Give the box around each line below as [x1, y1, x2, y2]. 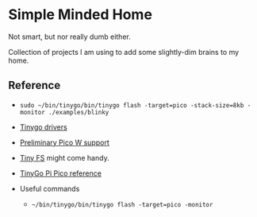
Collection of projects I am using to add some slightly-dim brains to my [8, 47, 240, 56]
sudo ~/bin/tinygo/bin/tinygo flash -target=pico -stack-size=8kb [19, 101, 244, 109]
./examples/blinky [48, 108, 109, 116]
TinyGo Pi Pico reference [19, 169, 102, 178]
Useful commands [19, 184, 80, 193]
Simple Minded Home [8, 6, 153, 24]
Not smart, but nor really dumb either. [8, 32, 131, 41]
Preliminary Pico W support [19, 138, 109, 147]
